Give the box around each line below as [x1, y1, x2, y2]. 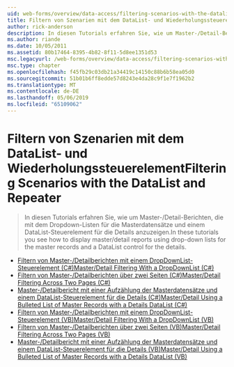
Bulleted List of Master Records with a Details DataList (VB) [17, 352, 188, 361]
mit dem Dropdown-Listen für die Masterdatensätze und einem [24, 220, 205, 228]
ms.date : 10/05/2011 [7, 42, 68, 49]
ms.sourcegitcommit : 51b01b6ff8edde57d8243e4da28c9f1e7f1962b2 [7, 75, 195, 82]
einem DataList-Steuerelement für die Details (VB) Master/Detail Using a [17, 345, 223, 353]
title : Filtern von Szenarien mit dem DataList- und [7, 17, 164, 24]
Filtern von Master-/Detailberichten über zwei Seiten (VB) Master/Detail [17, 322, 221, 331]
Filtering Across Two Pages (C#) [17, 278, 111, 286]
